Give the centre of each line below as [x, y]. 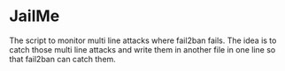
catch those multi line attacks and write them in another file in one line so [142, 49]
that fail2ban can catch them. [63, 59]
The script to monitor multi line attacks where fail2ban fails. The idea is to [143, 40]
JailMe [35, 16]
